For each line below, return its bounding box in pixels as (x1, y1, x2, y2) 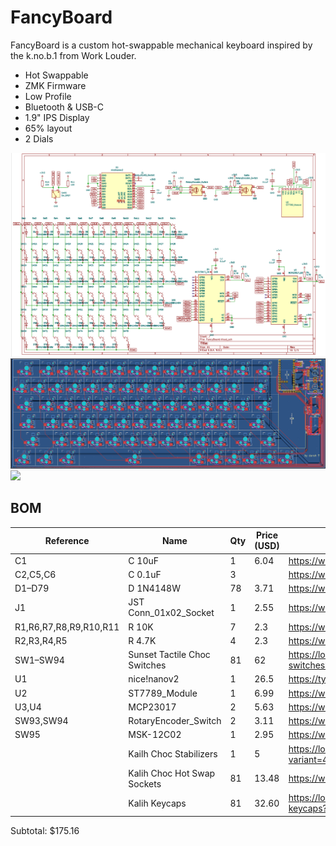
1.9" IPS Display (24, 111, 90, 123)
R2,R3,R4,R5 (14, 634, 68, 646)
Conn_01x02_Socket (128, 607, 215, 619)
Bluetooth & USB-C (24, 101, 104, 113)
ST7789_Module (128, 687, 198, 699)
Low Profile (24, 90, 72, 102)
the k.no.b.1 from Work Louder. (10, 49, 137, 61)
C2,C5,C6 (14, 568, 57, 580)
